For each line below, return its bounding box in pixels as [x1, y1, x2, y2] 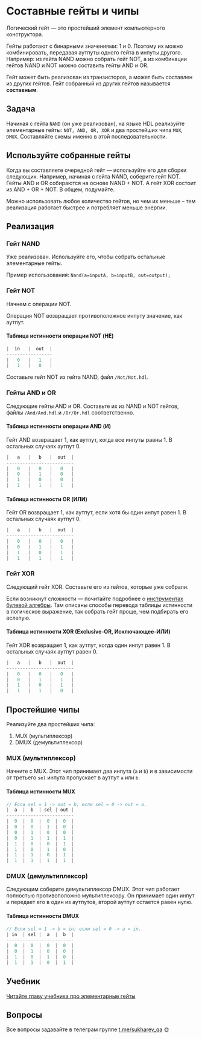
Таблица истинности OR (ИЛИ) [6, 495, 87, 503]
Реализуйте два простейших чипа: [6, 721, 95, 728]
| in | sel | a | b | [6, 931, 74, 937]
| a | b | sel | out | [6, 807, 74, 813]
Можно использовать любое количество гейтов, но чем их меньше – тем [6, 197, 196, 205]
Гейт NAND [6, 239, 40, 247]
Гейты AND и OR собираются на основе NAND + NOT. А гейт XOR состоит [6, 179, 197, 186]
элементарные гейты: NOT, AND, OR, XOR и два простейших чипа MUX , [6, 126, 183, 134]
